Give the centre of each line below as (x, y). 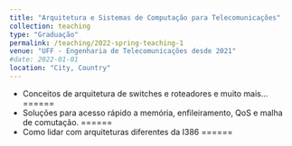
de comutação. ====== (67, 122)
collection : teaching (50, 26)
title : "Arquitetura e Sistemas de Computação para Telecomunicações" (145, 18)
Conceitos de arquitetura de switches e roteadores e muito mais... (145, 93)
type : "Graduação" (44, 34)
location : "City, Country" (60, 68)
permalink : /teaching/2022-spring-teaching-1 (96, 43)
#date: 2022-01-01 (44, 59)
